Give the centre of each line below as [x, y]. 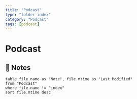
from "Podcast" [21, 84]
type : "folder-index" [28, 15]
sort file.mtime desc [28, 92]
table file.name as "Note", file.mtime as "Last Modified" [69, 79]
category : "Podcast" [27, 19]
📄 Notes [18, 67]
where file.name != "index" [35, 88]
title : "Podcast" [24, 10]
